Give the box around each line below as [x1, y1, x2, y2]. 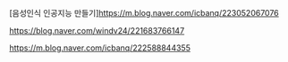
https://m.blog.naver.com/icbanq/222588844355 [9, 43, 191, 53]
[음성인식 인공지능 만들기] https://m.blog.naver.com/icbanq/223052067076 [9, 8, 279, 18]
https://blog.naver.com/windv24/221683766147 [9, 26, 185, 35]
